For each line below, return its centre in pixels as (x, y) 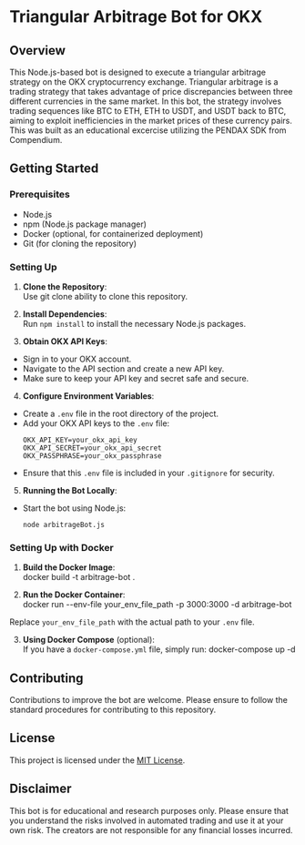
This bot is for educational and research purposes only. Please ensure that (149, 810)
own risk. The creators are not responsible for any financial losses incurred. (151, 830)
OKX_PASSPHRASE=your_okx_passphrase (92, 456)
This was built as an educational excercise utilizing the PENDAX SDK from (148, 130)
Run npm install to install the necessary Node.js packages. (134, 323)
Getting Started (54, 169)
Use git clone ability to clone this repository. (105, 296)
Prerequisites (40, 195)
